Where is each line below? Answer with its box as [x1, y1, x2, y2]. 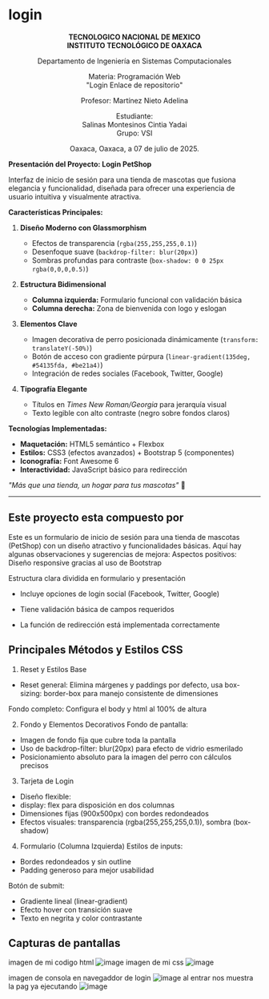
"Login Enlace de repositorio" [86, 80, 183, 90]
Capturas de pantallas [8, 936, 121, 950]
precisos [19, 760, 50, 770]
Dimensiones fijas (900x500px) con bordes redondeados [19, 808, 210, 818]
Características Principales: [8, 207, 103, 217]
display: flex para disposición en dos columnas [19, 800, 175, 810]
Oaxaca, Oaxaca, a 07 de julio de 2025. [69, 143, 200, 153]
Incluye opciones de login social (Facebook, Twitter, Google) [19, 589, 220, 598]
